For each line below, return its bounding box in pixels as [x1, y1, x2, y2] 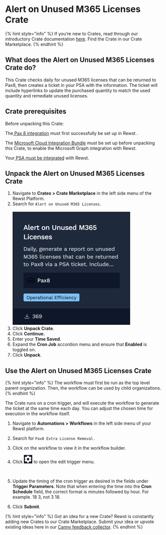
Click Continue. [12, 331, 45, 337]
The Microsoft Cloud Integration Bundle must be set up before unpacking [5, 140, 155, 146]
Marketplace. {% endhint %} [5, 41, 64, 47]
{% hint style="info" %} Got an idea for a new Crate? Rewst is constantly [5, 514, 154, 520]
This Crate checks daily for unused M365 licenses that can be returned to [5, 76, 157, 83]
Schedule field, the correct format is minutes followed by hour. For [12, 489, 149, 495]
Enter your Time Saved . [12, 336, 61, 342]
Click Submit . [12, 504, 41, 510]
